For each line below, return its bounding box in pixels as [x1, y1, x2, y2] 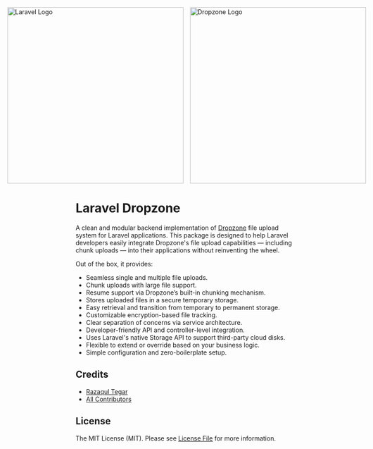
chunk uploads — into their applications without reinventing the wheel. [75, 246, 280, 254]
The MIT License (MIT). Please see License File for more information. [75, 433, 276, 443]
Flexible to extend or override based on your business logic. [85, 340, 260, 349]
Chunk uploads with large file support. [85, 281, 197, 289]
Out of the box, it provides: [75, 259, 153, 268]
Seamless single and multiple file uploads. [85, 273, 208, 281]
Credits [75, 369, 109, 381]
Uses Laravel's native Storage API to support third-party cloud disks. [85, 333, 286, 341]
